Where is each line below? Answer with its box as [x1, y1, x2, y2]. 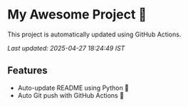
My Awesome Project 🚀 [7, 6, 147, 23]
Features [7, 64, 48, 77]
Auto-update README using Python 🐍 [17, 83, 130, 92]
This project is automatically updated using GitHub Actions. [7, 30, 182, 39]
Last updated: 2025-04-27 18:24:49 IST [7, 44, 125, 52]
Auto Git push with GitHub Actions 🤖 [17, 91, 125, 99]
